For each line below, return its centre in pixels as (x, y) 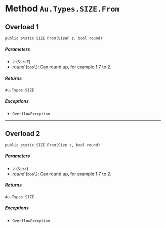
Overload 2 (23, 134)
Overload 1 (22, 27)
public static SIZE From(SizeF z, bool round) (54, 38)
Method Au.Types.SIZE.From (62, 9)
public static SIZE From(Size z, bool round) (53, 145)
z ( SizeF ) (21, 61)
